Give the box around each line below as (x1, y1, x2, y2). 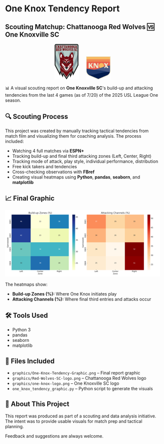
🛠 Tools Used (5, 311, 48, 320)
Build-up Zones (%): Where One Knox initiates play (12, 291, 117, 297)
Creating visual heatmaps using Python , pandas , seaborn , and (12, 174, 140, 180)
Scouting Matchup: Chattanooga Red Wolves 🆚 (5, 23, 155, 31)
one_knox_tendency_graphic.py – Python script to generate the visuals (12, 386, 153, 392)
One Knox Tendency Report (5, 3, 120, 14)
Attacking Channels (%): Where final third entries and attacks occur (12, 296, 151, 302)
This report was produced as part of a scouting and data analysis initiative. (5, 413, 156, 419)
